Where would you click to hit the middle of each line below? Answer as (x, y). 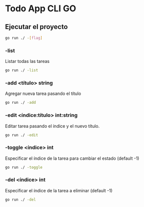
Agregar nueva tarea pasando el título (43, 93)
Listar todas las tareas (27, 61)
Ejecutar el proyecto (36, 27)
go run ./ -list (22, 70)
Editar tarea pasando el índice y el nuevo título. (52, 126)
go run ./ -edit (22, 135)
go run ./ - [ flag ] (24, 38)
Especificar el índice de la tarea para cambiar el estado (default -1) (72, 158)
